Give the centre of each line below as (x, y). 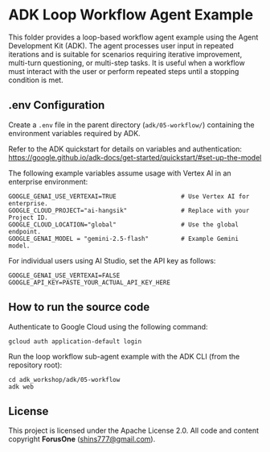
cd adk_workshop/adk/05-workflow (64, 379)
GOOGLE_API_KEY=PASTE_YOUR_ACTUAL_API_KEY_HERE (90, 282)
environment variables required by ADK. (74, 133)
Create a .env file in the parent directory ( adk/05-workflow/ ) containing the (131, 124)
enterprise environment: (48, 181)
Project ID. (28, 218)
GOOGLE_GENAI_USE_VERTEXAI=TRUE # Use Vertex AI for (129, 196)
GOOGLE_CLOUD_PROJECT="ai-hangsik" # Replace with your (129, 210)
